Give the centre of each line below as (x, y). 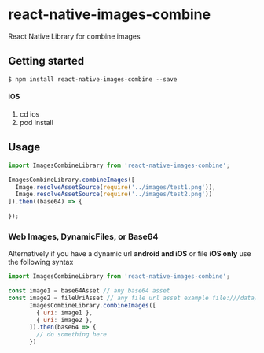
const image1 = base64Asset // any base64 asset (89, 291)
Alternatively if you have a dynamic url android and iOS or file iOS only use (130, 254)
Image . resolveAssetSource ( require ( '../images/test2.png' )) (114, 195)
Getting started (46, 61)
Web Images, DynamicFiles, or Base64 (83, 236)
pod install (36, 122)
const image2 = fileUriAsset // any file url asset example (109, 298)
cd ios (29, 114)
